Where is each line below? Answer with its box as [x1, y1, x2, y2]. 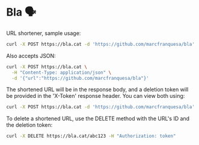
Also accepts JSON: [6, 52, 56, 59]
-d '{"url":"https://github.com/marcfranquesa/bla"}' [11, 75, 149, 81]
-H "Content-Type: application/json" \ [11, 69, 112, 76]
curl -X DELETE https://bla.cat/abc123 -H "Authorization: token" [6, 133, 176, 140]
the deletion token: [6, 121, 53, 129]
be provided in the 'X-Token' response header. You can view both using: [6, 92, 185, 100]
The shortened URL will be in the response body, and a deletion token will [6, 86, 189, 93]
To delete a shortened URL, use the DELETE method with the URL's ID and [6, 115, 190, 122]
